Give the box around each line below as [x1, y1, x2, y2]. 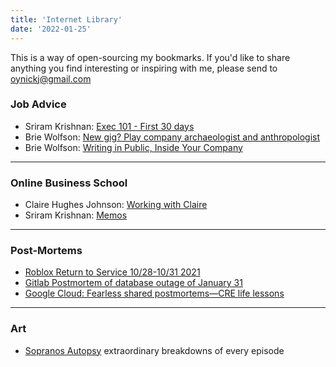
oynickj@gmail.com [10, 72, 92, 85]
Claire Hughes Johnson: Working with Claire [24, 199, 208, 211]
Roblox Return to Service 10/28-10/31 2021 [24, 266, 201, 278]
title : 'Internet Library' [10, 14, 123, 25]
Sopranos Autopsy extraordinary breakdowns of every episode [24, 344, 285, 356]
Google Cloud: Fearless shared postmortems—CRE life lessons [24, 287, 285, 300]
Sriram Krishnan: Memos [24, 209, 128, 221]
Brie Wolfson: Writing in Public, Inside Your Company [24, 141, 243, 153]
